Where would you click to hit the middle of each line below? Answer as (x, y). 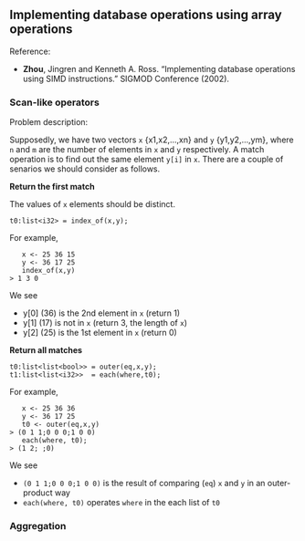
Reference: (30, 51)
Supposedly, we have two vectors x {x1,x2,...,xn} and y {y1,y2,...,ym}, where (152, 140)
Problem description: (49, 122)
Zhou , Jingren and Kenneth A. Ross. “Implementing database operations (159, 68)
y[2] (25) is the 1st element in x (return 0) (100, 333)
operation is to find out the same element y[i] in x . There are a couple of (147, 160)
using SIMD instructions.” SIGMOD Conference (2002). (126, 78)
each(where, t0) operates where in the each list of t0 (121, 503)
